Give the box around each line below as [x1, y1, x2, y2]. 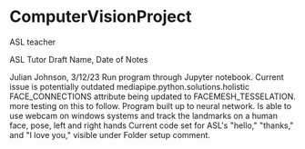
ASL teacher [9, 36, 56, 47]
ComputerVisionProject [9, 6, 192, 27]
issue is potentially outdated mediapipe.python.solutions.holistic [9, 81, 250, 92]
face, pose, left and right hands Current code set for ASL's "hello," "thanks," [9, 120, 294, 131]
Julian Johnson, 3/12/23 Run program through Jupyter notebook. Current [9, 71, 284, 83]
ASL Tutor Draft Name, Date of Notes [9, 54, 148, 65]
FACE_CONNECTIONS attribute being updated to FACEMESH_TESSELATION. [9, 91, 296, 102]
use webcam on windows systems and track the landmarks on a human [9, 110, 278, 121]
